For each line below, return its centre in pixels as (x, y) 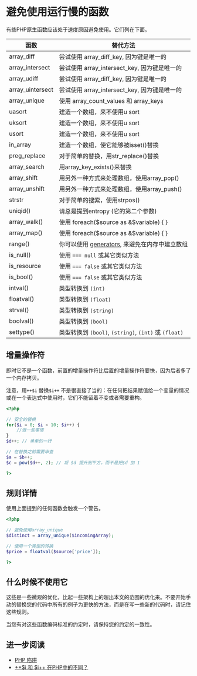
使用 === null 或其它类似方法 (99, 255)
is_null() (20, 255)
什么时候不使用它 (37, 582)
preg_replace (27, 155)
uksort (18, 122)
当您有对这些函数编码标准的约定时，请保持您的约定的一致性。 (81, 624)
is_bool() (21, 277)
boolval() (21, 321)
